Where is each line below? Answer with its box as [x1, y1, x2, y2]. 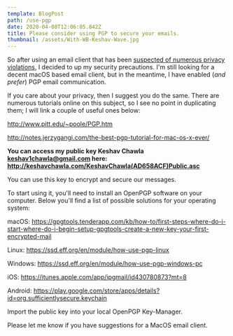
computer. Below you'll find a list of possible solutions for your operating [7, 197, 216, 205]
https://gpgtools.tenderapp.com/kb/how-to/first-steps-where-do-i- [31, 218, 226, 226]
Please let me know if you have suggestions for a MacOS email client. [7, 321, 208, 330]
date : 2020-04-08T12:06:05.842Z [7, 23, 101, 30]
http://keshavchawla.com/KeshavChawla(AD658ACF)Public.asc [7, 162, 201, 170]
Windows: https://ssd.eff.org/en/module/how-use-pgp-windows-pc [7, 260, 203, 268]
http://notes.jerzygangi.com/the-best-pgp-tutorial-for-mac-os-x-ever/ [7, 134, 210, 142]
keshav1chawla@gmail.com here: [7, 155, 108, 163]
